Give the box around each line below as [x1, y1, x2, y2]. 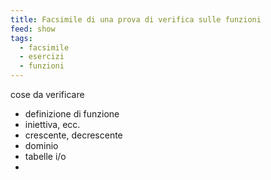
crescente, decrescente [24, 129, 123, 141]
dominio [24, 140, 59, 151]
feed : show [10, 24, 56, 34]
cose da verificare [10, 89, 85, 100]
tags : [10, 33, 33, 43]
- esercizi [19, 52, 65, 62]
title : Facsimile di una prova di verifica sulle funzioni [10, 14, 262, 25]
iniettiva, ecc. [24, 119, 81, 130]
